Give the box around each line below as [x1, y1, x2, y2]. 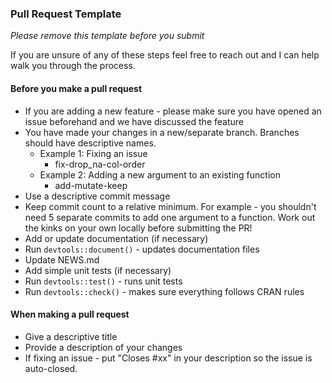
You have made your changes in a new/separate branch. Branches [24, 126, 300, 138]
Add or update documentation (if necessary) [24, 232, 209, 244]
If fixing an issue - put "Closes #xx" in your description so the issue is [24, 352, 313, 364]
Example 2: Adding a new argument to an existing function [39, 168, 281, 181]
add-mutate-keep [54, 179, 128, 191]
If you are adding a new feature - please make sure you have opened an [24, 105, 322, 117]
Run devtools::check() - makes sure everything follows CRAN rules [24, 285, 305, 297]
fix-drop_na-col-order [54, 158, 146, 170]
